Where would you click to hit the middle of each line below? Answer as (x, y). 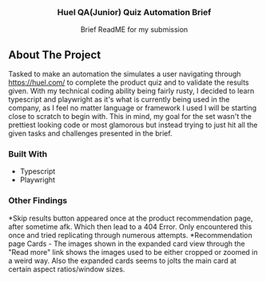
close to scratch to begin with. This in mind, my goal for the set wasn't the (130, 117)
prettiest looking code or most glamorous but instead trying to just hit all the (133, 125)
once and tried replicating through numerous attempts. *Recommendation (131, 235)
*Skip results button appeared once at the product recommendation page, (131, 218)
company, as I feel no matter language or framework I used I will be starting (133, 108)
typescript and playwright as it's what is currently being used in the (119, 100)
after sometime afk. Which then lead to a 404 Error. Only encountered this (130, 226)
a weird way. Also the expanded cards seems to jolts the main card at (123, 260)
